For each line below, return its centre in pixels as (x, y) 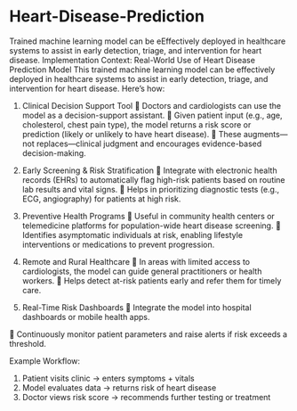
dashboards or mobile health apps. (86, 316)
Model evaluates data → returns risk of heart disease (119, 387)
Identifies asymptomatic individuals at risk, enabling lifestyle (132, 234)
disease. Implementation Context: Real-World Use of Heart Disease (132, 60)
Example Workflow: (45, 361)
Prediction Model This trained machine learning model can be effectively (142, 70)
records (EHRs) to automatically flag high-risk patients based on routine (154, 179)
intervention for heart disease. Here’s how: (87, 88)
